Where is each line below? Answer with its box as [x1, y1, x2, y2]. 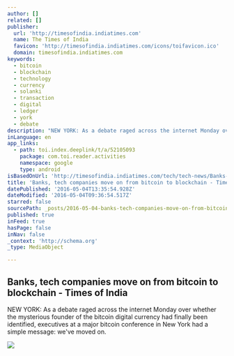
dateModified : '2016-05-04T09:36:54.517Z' [7, 192, 132, 199]
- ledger [13, 107, 39, 114]
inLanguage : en [7, 133, 52, 140]
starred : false [7, 198, 52, 206]
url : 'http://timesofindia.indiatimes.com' [13, 29, 141, 37]
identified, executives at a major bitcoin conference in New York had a [7, 320, 209, 328]
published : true [7, 212, 54, 218]
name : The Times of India [13, 36, 89, 43]
